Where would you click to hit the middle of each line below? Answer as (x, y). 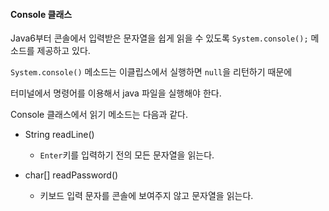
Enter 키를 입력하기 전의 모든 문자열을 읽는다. (127, 155)
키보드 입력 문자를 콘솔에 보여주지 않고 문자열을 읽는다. (146, 196)
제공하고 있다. (63, 51)
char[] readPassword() (71, 175)
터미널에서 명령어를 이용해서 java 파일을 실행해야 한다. (116, 93)
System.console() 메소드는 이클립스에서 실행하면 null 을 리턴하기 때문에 (151, 72)
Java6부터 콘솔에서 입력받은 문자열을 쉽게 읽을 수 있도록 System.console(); (159, 38)
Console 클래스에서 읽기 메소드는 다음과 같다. (99, 115)
